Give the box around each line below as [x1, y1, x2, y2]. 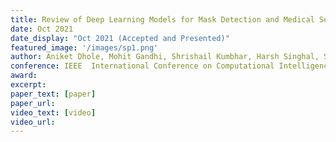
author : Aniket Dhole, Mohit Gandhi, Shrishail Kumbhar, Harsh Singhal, [10, 52, 320, 62]
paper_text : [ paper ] [10, 89, 97, 99]
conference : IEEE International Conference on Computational [10, 61, 275, 71]
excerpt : [10, 80, 47, 90]
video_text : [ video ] [10, 107, 97, 118]
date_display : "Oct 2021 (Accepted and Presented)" [10, 33, 230, 43]
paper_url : [10, 98, 56, 108]
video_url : [10, 117, 56, 127]
